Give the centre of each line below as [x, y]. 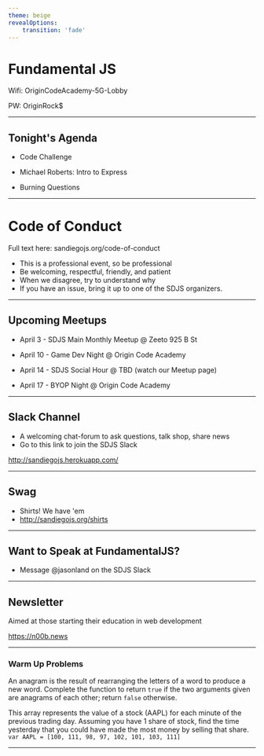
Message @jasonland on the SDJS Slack [85, 570]
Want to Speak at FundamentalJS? [94, 551]
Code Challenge [46, 157]
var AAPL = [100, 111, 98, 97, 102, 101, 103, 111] [94, 737]
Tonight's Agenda [53, 138]
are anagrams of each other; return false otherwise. [93, 698]
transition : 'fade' [54, 30]
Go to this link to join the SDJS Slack [78, 444]
